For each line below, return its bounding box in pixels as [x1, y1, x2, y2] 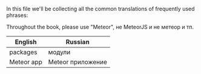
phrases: [6, 12, 28, 19]
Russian [65, 38, 90, 46]
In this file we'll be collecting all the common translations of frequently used [6, 5, 195, 12]
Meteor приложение [48, 58, 108, 66]
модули [48, 48, 71, 56]
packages [9, 48, 38, 56]
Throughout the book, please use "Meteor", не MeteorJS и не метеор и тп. [6, 24, 194, 30]
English [15, 38, 38, 46]
